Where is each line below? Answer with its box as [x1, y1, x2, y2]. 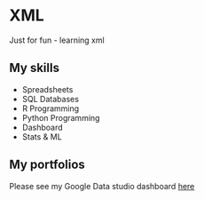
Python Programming [21, 112, 100, 123]
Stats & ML [21, 131, 62, 142]
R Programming [21, 103, 80, 114]
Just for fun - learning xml [9, 35, 105, 45]
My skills [9, 60, 60, 76]
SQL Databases [21, 93, 80, 104]
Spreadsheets [21, 84, 74, 94]
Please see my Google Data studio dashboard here [9, 180, 195, 191]
